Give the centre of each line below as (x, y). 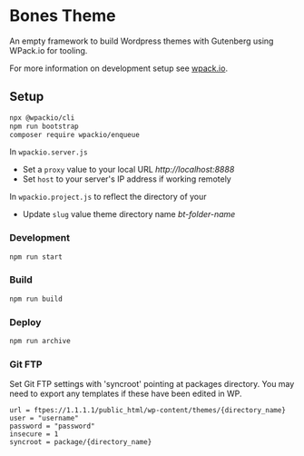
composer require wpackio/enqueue (75, 134)
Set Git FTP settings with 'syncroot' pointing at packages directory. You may (152, 384)
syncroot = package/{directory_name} (81, 442)
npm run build (36, 299)
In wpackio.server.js (49, 152)
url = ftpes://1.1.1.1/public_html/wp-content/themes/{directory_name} (147, 411)
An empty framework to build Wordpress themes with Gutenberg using (142, 41)
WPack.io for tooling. (49, 50)
